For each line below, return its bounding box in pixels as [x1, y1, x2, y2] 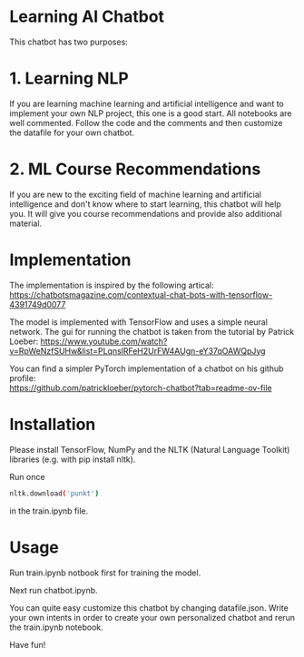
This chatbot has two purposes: [9, 36, 129, 47]
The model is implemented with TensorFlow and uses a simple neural [9, 316, 268, 328]
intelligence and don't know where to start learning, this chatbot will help [9, 198, 281, 210]
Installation [9, 414, 96, 435]
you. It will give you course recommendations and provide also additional [9, 208, 283, 219]
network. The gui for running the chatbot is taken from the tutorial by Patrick [9, 326, 295, 337]
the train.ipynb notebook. [9, 622, 104, 632]
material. [9, 218, 43, 229]
